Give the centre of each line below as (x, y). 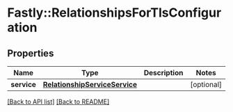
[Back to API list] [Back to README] (58, 102)
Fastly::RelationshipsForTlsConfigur (114, 13)
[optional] (206, 85)
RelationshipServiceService (90, 85)
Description (163, 73)
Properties (31, 53)
